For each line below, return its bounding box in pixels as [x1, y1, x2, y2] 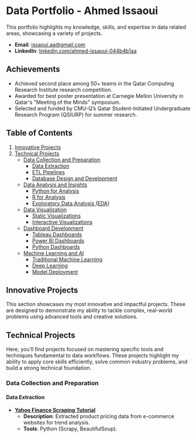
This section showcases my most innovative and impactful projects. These [6, 301, 186, 308]
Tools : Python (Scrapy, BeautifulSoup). [23, 425, 118, 432]
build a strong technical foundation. [6, 365, 92, 372]
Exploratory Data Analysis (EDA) [32, 199, 110, 206]
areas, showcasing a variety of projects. [6, 29, 103, 36]
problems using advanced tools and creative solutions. [6, 313, 138, 320]
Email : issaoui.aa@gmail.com [14, 41, 86, 48]
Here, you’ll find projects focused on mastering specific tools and [6, 346, 164, 353]
